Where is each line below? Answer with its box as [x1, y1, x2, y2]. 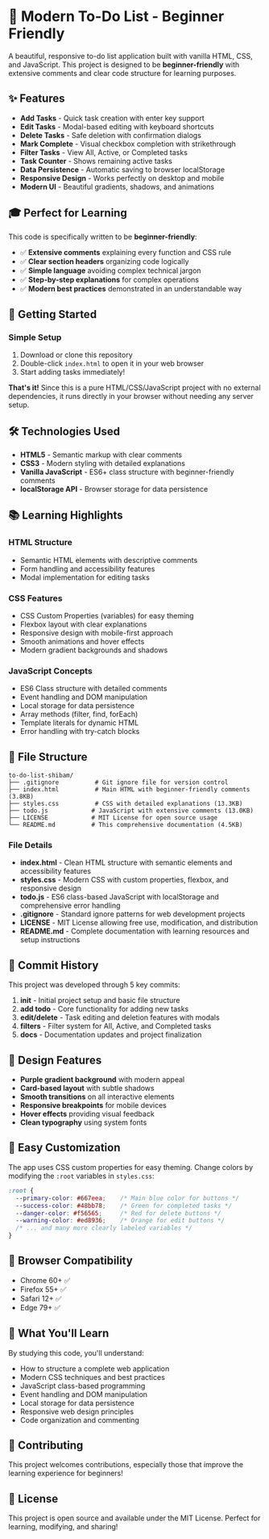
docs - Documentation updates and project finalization [19, 1029, 202, 1040]
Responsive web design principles [19, 1407, 134, 1416]
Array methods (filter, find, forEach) [19, 710, 139, 719]
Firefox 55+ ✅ [19, 1284, 67, 1294]
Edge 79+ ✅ [19, 1302, 60, 1312]
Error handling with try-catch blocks [19, 727, 140, 736]
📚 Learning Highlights [8, 509, 123, 522]
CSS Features [8, 593, 63, 604]
